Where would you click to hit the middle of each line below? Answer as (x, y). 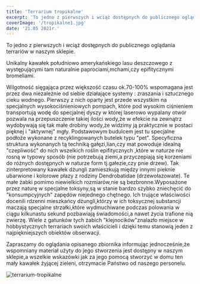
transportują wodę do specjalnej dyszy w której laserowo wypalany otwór (96, 113)
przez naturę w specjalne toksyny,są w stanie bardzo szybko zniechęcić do (99, 189)
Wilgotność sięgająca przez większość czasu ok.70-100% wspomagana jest (100, 88)
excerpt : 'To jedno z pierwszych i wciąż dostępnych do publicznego (93, 17)
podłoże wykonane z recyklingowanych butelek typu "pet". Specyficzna (94, 138)
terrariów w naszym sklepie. (41, 52)
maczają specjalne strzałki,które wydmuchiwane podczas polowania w (93, 207)
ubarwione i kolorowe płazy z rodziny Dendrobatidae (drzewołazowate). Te (98, 176)
